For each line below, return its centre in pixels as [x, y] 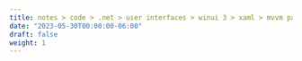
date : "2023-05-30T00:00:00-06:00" [76, 26]
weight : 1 [28, 43]
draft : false [34, 34]
